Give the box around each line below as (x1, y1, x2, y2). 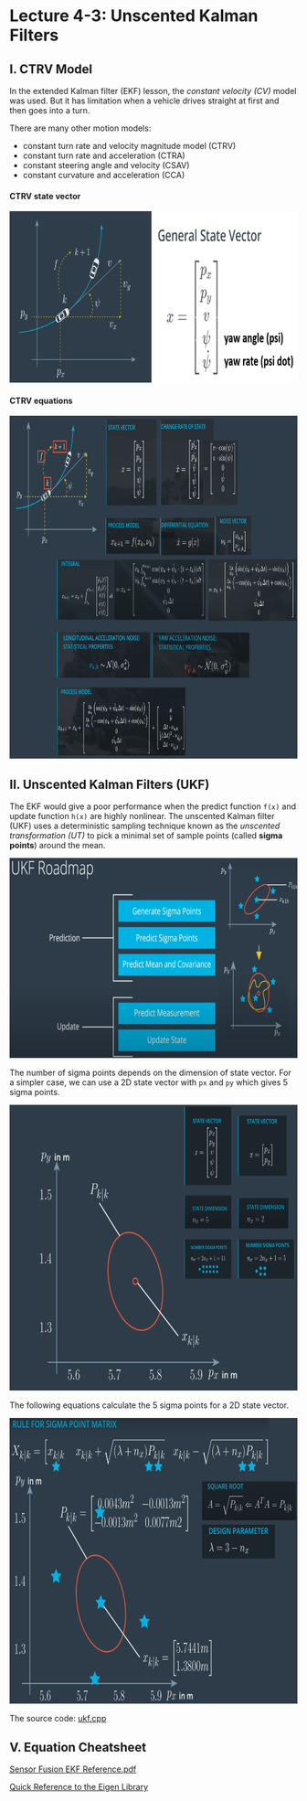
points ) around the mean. (9, 840, 106, 851)
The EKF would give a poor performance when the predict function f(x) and (9, 801, 297, 812)
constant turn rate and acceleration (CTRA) (22, 150, 185, 161)
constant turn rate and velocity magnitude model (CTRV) (22, 141, 237, 151)
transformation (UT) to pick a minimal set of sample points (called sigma (9, 830, 283, 841)
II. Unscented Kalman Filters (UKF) (9, 776, 210, 792)
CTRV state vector (9, 190, 81, 201)
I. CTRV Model (9, 61, 93, 77)
